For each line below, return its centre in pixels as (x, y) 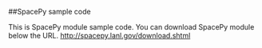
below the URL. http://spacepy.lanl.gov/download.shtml (99, 36)
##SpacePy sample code (50, 12)
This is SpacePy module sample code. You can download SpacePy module (131, 27)
